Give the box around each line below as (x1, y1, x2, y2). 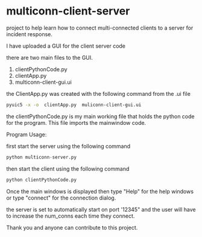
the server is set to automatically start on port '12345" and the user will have (6, 206, 196, 213)
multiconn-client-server (6, 4, 130, 18)
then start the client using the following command (6, 165, 130, 172)
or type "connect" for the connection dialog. (6, 194, 116, 201)
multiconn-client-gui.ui (14, 78, 72, 86)
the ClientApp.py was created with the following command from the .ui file (6, 90, 191, 97)
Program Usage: (6, 131, 47, 138)
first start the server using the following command (6, 142, 131, 150)
